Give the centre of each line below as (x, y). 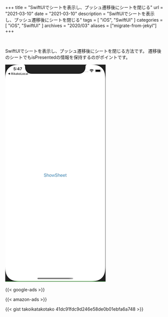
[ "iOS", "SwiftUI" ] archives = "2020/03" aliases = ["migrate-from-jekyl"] (81, 26)
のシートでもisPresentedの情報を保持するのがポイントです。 (68, 57)
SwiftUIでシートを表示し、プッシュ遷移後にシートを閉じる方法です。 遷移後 (83, 51)
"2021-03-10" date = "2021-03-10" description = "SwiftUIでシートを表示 (80, 14)
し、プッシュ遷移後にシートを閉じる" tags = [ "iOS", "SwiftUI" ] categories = (84, 20)
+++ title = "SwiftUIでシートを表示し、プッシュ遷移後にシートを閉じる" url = (84, 7)
